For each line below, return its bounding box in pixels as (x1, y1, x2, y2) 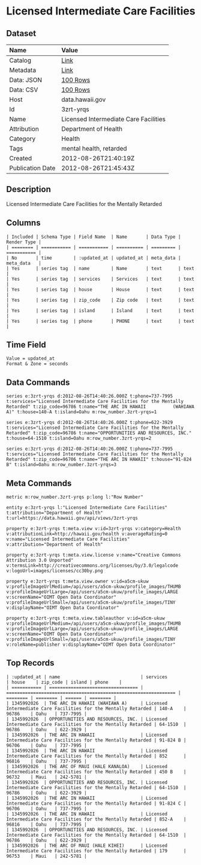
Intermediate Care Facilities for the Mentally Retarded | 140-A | (6, 705, 187, 711)
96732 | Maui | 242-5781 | (6, 774, 87, 780)
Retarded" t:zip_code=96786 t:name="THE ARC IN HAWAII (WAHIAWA (6, 404, 195, 410)
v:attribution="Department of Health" (6, 542, 103, 548)
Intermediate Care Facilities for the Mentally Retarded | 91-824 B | (6, 737, 187, 743)
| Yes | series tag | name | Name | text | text (6, 265, 195, 272)
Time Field (6, 340, 46, 350)
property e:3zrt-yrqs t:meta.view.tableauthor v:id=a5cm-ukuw (6, 616, 165, 622)
